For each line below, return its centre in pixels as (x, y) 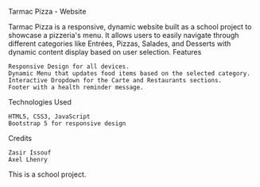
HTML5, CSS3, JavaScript (49, 116)
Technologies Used (40, 102)
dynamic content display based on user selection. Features (105, 52)
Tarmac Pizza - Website (47, 11)
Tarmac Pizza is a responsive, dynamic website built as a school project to (130, 27)
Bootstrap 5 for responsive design (67, 124)
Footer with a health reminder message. (76, 87)
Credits (20, 138)
